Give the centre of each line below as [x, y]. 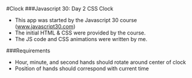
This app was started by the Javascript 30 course [76, 20]
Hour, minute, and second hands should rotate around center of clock [100, 62]
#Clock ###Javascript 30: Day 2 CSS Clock [60, 9]
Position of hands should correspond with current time [82, 68]
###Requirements [28, 51]
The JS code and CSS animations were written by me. [81, 39]
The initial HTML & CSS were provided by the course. [80, 33]
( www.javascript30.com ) [45, 26]
